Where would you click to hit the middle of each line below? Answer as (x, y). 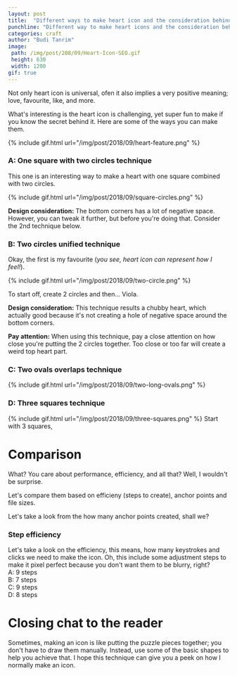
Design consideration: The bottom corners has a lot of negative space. (111, 211)
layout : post (27, 14)
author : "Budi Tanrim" (41, 40)
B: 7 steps (23, 580)
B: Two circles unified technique (64, 244)
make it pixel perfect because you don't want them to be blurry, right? (109, 565)
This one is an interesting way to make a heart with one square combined (114, 176)
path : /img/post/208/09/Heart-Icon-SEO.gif (76, 54)
